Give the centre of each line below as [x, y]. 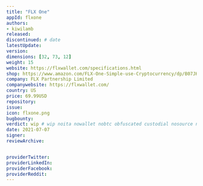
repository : [21, 101]
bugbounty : [20, 118]
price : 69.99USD [27, 96]
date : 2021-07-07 [28, 130]
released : [19, 34]
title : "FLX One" [28, 12]
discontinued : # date [34, 40]
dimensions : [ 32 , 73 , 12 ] [39, 57]
